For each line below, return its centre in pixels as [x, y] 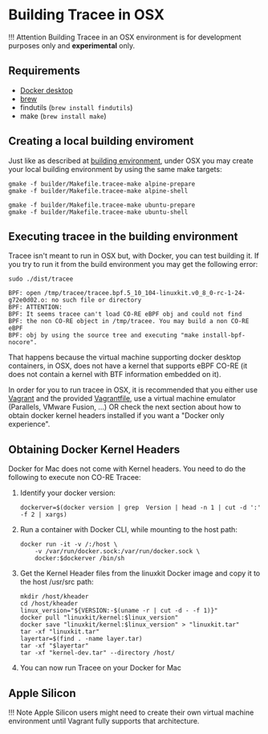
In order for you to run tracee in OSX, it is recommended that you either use [133, 390]
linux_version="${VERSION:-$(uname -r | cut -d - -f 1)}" [119, 611]
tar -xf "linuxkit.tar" [60, 632]
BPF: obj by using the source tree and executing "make [104, 335]
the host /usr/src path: [57, 582]
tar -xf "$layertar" [54, 646]
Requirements [44, 71]
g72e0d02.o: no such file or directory [75, 300]
